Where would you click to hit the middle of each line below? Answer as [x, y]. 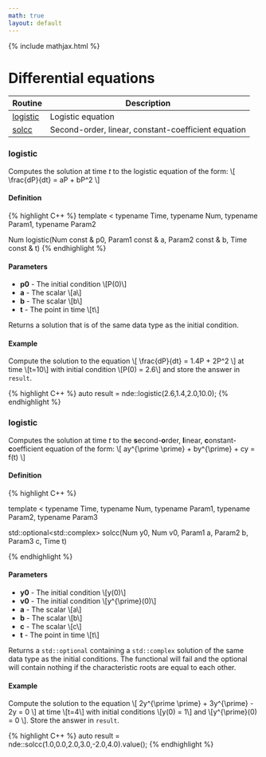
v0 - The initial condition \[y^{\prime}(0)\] [88, 601]
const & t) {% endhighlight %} [57, 248]
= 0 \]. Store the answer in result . [64, 720]
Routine [27, 103]
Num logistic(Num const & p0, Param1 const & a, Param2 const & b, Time [128, 240]
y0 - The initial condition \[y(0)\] [73, 593]
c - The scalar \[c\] [51, 627]
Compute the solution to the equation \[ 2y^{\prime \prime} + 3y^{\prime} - [131, 703]
